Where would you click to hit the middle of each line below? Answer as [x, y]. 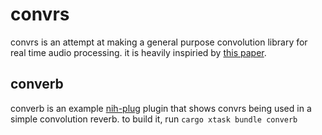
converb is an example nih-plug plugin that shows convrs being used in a [161, 108]
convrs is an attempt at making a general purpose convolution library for [159, 42]
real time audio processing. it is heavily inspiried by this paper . [138, 52]
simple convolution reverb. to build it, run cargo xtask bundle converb [154, 119]
